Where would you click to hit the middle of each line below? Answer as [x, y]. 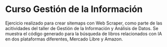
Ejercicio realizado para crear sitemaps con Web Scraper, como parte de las [84, 23]
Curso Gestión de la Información [74, 9]
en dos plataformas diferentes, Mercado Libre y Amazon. [64, 39]
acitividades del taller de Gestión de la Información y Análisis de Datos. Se [82, 28]
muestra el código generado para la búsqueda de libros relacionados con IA [83, 33]
